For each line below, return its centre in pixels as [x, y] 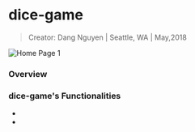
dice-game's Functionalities [65, 96]
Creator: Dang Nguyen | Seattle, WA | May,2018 [108, 37]
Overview [28, 74]
